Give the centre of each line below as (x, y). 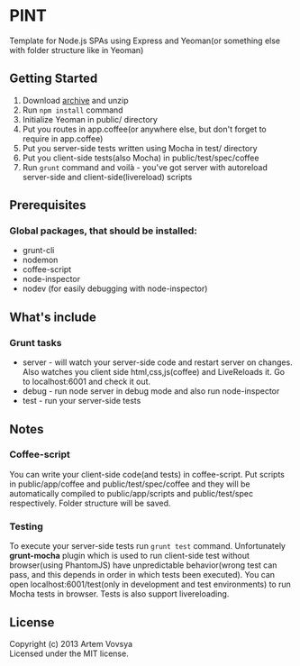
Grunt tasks (36, 342)
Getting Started (54, 79)
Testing (26, 526)
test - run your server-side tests (82, 401)
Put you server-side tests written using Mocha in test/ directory (140, 148)
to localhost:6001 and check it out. (86, 382)
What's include (53, 317)
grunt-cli (38, 251)
